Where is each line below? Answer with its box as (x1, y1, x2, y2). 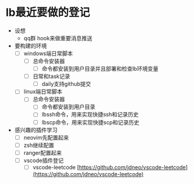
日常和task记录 (32, 73, 71, 80)
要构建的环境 (14, 42, 47, 49)
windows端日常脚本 (23, 49, 74, 57)
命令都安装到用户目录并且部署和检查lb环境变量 (41, 65, 159, 73)
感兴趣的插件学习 (14, 126, 58, 133)
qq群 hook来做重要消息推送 (23, 34, 92, 41)
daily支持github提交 (41, 80, 92, 88)
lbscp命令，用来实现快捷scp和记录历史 (41, 118, 140, 126)
